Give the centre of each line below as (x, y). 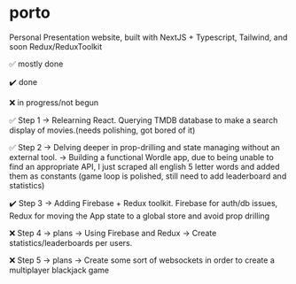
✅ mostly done (36, 64)
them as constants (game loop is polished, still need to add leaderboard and (148, 176)
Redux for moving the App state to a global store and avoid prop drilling (140, 216)
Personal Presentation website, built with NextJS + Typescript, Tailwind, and (148, 37)
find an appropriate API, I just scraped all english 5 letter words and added (145, 166)
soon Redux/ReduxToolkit (56, 46)
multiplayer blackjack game (59, 270)
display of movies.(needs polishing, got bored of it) (102, 130)
